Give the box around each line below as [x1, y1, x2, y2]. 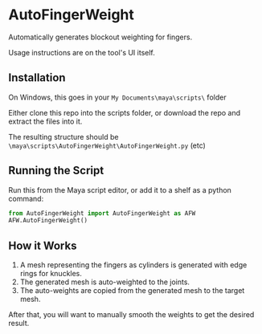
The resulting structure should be [8, 132, 119, 141]
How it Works [8, 238, 77, 252]
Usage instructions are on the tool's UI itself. [8, 47, 155, 57]
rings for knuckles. [19, 269, 83, 279]
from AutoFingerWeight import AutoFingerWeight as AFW [8, 209, 196, 218]
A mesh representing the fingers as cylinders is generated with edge [19, 260, 248, 270]
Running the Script [8, 164, 104, 177]
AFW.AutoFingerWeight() [8, 217, 88, 225]
